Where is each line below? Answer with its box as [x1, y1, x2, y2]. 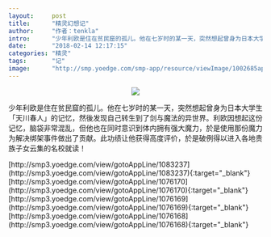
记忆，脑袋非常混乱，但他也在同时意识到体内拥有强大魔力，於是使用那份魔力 [8, 123, 263, 133]
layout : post [8, 11, 67, 20]
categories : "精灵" [8, 49, 72, 57]
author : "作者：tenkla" [8, 27, 99, 35]
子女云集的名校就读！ [15, 143, 86, 153]
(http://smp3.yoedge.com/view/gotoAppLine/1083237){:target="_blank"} [8, 167, 251, 178]
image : [8, 65, 31, 73]
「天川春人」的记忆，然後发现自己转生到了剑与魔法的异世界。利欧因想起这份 [8, 112, 263, 122]
